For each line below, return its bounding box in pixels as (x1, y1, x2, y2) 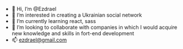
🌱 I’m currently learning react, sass (11, 18, 96, 24)
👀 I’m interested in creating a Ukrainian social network (11, 12, 143, 18)
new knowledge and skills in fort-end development (11, 30, 134, 37)
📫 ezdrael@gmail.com (11, 36, 67, 43)
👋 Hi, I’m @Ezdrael (11, 6, 57, 12)
